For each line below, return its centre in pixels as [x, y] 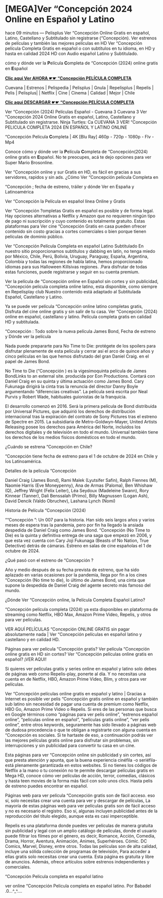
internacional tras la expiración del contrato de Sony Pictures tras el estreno [81, 416]
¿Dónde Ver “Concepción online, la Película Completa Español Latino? [75, 600]
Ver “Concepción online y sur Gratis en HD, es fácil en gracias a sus [73, 172]
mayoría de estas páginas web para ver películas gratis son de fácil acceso [80, 805]
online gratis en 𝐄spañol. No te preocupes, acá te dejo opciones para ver [78, 157]
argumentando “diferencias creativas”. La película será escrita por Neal [76, 391]
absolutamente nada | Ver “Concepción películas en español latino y [73, 634]
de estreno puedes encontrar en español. [47, 786]
